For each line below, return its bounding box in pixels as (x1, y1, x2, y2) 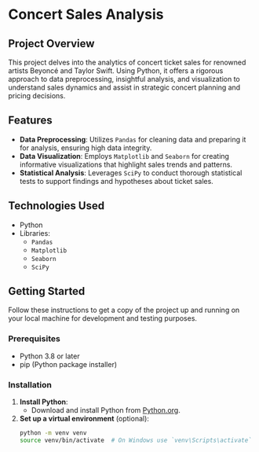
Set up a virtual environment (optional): (19, 414, 149, 424)
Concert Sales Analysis (8, 6, 164, 24)
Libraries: (19, 228, 51, 237)
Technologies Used (8, 199, 104, 213)
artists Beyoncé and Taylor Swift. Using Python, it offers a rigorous (8, 66, 224, 75)
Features (8, 114, 53, 127)
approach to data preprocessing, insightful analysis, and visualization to (8, 75, 241, 83)
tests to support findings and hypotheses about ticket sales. (19, 176, 213, 186)
